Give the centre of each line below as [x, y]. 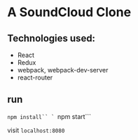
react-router [35, 77]
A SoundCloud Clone [69, 12]
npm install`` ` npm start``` [49, 116]
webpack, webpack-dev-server [63, 70]
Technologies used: [51, 38]
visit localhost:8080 [36, 130]
